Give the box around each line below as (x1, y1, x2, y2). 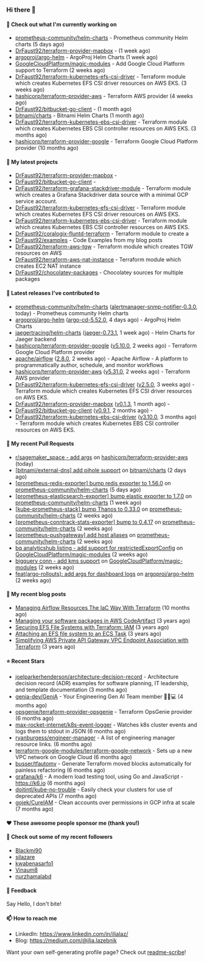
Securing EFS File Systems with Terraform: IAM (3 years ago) (15, 623, 169, 630)
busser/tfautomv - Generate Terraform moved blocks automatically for (15, 760, 192, 768)
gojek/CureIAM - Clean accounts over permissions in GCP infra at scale (15, 799, 195, 807)
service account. (15, 198, 58, 205)
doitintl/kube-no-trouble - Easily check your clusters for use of (15, 786, 173, 793)
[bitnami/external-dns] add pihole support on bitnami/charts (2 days (15, 466, 187, 474)
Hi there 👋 (6, 5, 37, 14)
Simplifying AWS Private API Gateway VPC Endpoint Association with (15, 636, 189, 644)
